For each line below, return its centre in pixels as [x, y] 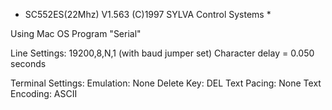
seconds [28, 63]
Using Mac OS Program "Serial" [76, 33]
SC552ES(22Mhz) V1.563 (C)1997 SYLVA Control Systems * [148, 14]
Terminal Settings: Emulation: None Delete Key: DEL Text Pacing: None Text [166, 83]
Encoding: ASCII [44, 93]
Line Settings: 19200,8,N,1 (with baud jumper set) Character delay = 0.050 [162, 53]
